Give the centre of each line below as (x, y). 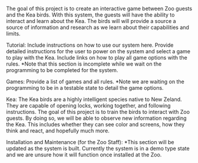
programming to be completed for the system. (62, 70)
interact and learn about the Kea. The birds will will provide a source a (91, 21)
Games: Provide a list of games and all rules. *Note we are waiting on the (95, 81)
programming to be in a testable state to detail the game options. (85, 88)
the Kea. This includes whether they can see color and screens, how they (95, 124)
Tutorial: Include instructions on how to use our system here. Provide (90, 45)
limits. (13, 34)
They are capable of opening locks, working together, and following (88, 105)
